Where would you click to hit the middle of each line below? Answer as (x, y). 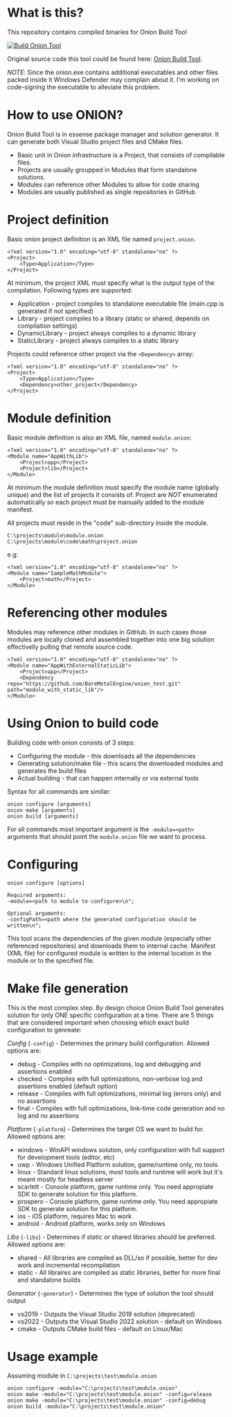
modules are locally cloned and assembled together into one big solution (111, 639)
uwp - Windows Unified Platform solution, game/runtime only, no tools (117, 1164)
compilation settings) (47, 325)
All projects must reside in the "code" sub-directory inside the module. (108, 523)
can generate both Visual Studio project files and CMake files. (95, 141)
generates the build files (52, 770)
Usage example (53, 1356)
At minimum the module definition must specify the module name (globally (113, 487)
